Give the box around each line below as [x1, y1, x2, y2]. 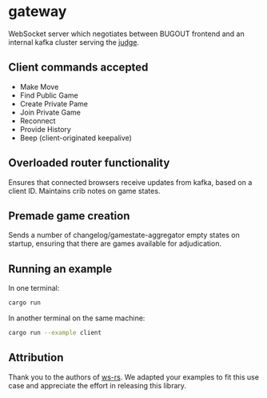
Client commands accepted [8, 61, 149, 74]
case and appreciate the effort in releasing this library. [8, 380, 186, 390]
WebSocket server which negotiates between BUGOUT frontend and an [8, 29, 245, 38]
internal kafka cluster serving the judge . [8, 37, 140, 46]
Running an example [8, 262, 113, 275]
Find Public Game [19, 90, 78, 100]
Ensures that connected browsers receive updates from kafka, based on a [8, 177, 253, 187]
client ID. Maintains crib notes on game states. [8, 186, 161, 195]
